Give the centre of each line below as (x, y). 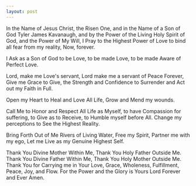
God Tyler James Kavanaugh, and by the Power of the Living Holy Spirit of (96, 34)
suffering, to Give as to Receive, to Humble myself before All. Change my (94, 117)
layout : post (22, 11)
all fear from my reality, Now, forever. (51, 47)
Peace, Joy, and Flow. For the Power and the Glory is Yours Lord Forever (93, 171)
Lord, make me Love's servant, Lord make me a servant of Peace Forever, (95, 76)
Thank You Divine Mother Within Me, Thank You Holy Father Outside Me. (94, 153)
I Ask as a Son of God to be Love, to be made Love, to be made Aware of (94, 58)
